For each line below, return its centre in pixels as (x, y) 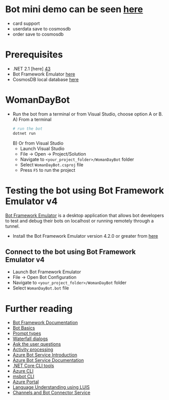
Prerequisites (34, 55)
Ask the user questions (37, 344)
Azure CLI (23, 371)
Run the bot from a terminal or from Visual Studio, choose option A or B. (88, 114)
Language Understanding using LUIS (51, 387)
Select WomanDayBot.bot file (41, 288)
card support (26, 23)
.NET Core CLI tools (33, 366)
